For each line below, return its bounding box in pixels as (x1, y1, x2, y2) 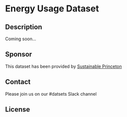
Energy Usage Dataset (5, 3, 99, 14)
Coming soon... (5, 36, 36, 42)
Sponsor (5, 50, 32, 58)
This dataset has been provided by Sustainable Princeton (5, 63, 122, 69)
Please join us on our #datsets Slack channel (5, 91, 97, 97)
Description (5, 23, 42, 31)
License (5, 105, 30, 114)
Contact (5, 78, 31, 86)
